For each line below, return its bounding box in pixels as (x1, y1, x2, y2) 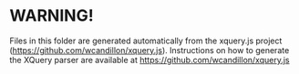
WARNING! (9, 5, 94, 26)
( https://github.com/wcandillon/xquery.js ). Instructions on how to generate (9, 44, 290, 55)
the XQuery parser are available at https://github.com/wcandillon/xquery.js (9, 54, 290, 65)
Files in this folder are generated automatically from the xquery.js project (9, 35, 283, 46)
